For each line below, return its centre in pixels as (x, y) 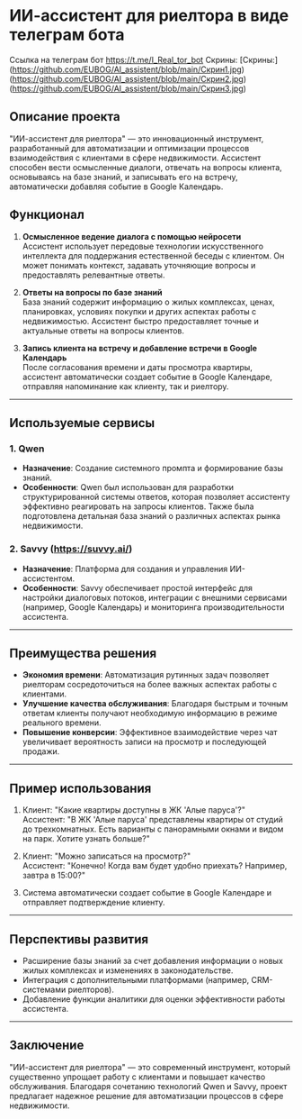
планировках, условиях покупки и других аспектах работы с (139, 311)
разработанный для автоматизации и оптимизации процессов (129, 148)
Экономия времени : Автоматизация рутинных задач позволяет (146, 675)
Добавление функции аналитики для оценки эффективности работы (154, 999)
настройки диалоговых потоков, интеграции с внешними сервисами (155, 597)
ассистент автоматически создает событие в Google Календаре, (147, 377)
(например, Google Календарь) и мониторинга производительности (153, 607)
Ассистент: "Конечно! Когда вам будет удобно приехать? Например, (155, 866)
